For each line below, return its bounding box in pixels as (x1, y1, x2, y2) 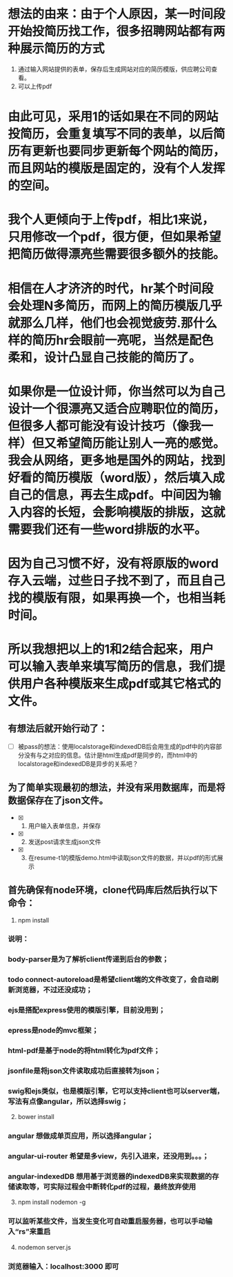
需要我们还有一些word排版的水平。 (8, 521, 207, 537)
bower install (17, 1113, 54, 1121)
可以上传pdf (17, 82, 52, 90)
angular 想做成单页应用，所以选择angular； (8, 1132, 154, 1141)
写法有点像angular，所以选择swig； (8, 1096, 128, 1106)
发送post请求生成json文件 (28, 837, 101, 845)
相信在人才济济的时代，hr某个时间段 (8, 281, 214, 296)
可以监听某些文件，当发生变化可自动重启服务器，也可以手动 (8, 1216, 206, 1226)
